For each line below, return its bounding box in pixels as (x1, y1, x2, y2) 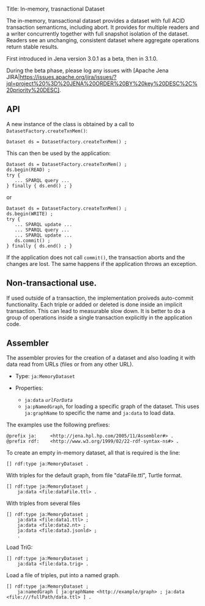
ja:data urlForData (24, 398, 73, 404)
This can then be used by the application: (6, 150, 111, 157)
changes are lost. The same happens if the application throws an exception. (6, 260, 198, 267)
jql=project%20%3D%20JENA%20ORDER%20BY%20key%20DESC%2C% (6, 80, 198, 87)
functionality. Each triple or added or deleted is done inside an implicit (6, 300, 182, 308)
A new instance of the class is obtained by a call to (6, 120, 135, 127)
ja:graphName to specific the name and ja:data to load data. (24, 409, 176, 417)
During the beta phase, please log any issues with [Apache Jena (6, 67, 169, 74)
